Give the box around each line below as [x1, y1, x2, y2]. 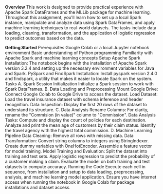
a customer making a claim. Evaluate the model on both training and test [5, 158, 150, 164]
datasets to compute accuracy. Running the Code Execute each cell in [5, 164, 146, 170]
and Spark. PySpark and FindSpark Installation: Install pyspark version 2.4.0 [5, 71, 157, 76]
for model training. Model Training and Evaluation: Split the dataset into [5, 148, 147, 154]
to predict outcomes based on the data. [5, 35, 84, 41]
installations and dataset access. [5, 185, 71, 190]
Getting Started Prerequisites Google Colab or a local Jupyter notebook [5, 45, 149, 50]
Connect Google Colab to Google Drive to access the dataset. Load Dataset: [5, 91, 158, 97]
